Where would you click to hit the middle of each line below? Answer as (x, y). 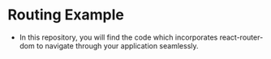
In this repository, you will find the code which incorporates (118, 37)
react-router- (241, 37)
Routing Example (66, 15)
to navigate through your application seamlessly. (118, 45)
